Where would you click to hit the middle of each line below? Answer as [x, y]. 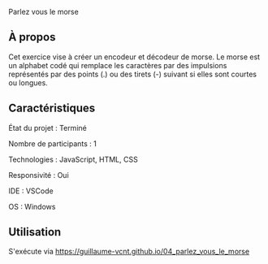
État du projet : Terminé [48, 128]
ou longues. [28, 82]
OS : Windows [32, 206]
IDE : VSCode [31, 191]
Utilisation [35, 232]
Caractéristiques [52, 108]
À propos [32, 37]
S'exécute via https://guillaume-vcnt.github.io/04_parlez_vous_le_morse [129, 252]
